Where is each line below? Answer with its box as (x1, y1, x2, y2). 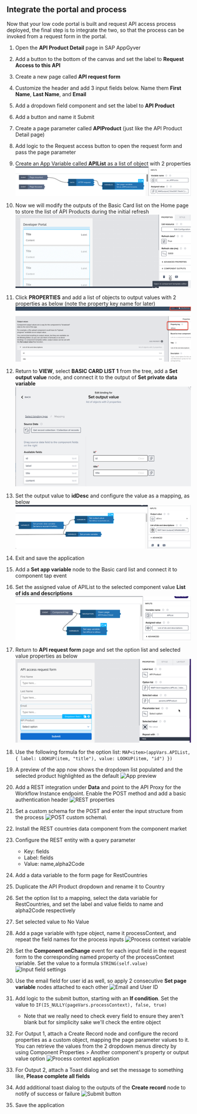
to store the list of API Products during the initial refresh (15, 208, 150, 215)
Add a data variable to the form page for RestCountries (15, 871, 148, 879)
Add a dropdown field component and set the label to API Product (15, 102, 175, 109)
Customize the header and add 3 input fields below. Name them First (15, 84, 182, 92)
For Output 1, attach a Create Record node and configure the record (15, 1030, 178, 1037)
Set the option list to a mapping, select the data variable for (15, 894, 158, 901)
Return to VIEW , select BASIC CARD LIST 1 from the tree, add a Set (15, 367, 178, 374)
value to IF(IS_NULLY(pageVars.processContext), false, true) (15, 1001, 167, 1008)
